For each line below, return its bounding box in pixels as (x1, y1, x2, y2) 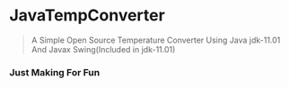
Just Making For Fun (9, 66, 101, 78)
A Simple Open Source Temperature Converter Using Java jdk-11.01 (31, 35, 281, 45)
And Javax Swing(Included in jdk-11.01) (31, 43, 176, 54)
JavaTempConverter (9, 5, 166, 26)
